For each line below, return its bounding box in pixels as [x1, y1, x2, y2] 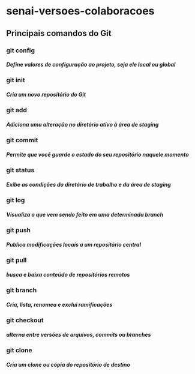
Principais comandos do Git [6, 28, 112, 38]
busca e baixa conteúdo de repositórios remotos [6, 271, 130, 278]
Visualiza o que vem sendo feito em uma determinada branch [6, 211, 164, 218]
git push [6, 226, 31, 235]
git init [6, 76, 25, 85]
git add [6, 106, 27, 115]
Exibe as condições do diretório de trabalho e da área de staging [6, 181, 171, 188]
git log [6, 196, 25, 205]
